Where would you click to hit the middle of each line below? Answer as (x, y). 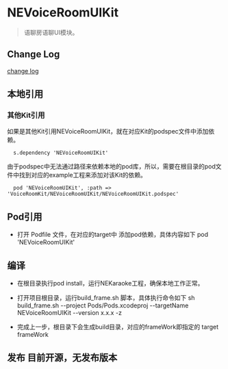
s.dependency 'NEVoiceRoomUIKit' (61, 153)
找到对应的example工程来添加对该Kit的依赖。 (83, 175)
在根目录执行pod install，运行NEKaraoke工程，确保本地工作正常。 (110, 283)
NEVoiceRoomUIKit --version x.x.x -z (69, 313)
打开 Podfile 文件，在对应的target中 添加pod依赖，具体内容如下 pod (113, 235)
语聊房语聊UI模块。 (51, 32)
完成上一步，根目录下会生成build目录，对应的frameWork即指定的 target (118, 327)
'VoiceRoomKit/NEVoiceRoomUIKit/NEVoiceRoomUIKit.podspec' (93, 194)
